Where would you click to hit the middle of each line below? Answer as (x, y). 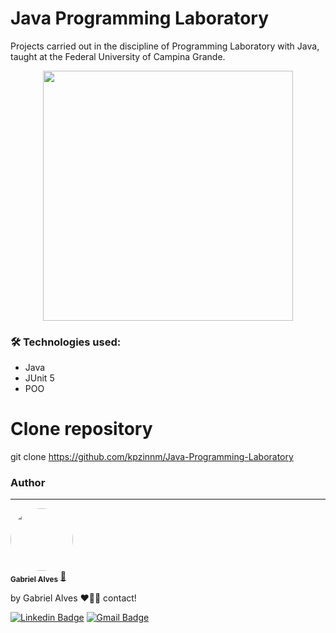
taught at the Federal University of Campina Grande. (118, 56)
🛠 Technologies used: (66, 342)
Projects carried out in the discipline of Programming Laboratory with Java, (165, 46)
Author (28, 483)
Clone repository (81, 429)
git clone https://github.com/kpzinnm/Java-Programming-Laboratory (152, 457)
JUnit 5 (39, 378)
